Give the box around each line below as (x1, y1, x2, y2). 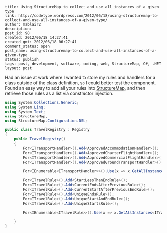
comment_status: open (5, 44, 50, 49)
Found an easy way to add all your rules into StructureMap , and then (5, 85, 146, 91)
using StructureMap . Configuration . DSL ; (5, 118, 88, 123)
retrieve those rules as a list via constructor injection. (5, 90, 114, 96)
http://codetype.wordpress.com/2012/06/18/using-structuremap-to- (18, 13, 159, 18)
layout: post (5, 66, 32, 71)
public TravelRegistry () (14, 137, 66, 142)
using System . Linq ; (5, 105, 46, 110)
